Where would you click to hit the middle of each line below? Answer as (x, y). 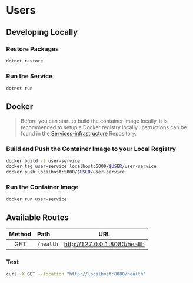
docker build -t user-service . (46, 161)
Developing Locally (42, 32)
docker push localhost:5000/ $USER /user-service (66, 172)
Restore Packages (32, 49)
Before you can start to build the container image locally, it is (94, 121)
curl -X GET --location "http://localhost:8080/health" (76, 274)
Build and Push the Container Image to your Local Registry (91, 149)
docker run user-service (36, 199)
